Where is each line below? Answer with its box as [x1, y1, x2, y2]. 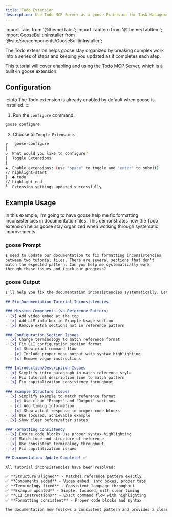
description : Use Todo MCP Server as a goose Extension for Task [5, 12, 147, 17]
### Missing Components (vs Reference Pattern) [5, 309, 109, 314]
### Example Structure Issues [5, 389, 70, 394]
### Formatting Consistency [5, 427, 66, 432]
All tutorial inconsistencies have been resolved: [5, 465, 116, 470]
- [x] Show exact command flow [10, 346, 77, 352]
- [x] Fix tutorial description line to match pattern [5, 375, 125, 380]
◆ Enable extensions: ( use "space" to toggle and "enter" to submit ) [5, 165, 159, 170]
